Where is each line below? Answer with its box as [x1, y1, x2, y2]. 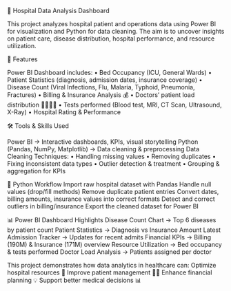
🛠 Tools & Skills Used [7, 122, 69, 130]
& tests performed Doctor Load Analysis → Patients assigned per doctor [7, 248, 212, 256]
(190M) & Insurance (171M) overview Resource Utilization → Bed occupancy [7, 241, 222, 248]
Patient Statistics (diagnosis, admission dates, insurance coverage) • [7, 76, 203, 84]
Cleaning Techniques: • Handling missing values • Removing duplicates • [7, 152, 216, 160]
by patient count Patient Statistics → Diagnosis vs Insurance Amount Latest [7, 226, 221, 234]
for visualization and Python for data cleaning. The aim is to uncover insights [7, 28, 225, 35]
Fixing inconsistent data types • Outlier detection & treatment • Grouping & [7, 160, 220, 168]
